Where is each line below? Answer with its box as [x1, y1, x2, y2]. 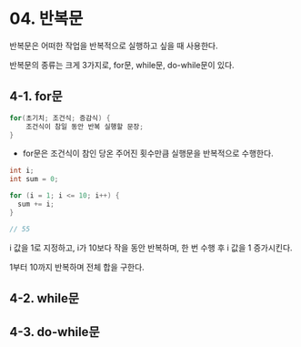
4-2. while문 [9, 291, 80, 306]
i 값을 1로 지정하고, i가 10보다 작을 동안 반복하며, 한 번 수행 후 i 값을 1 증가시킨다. [9, 242, 293, 253]
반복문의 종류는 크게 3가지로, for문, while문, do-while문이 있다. [9, 59, 235, 70]
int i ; [9, 166, 35, 176]
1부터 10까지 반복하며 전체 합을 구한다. [9, 261, 145, 272]
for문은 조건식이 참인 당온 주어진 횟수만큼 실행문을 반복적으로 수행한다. [22, 148, 275, 159]
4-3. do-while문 [9, 324, 100, 340]
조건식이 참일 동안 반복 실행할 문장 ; [25, 122, 144, 131]
